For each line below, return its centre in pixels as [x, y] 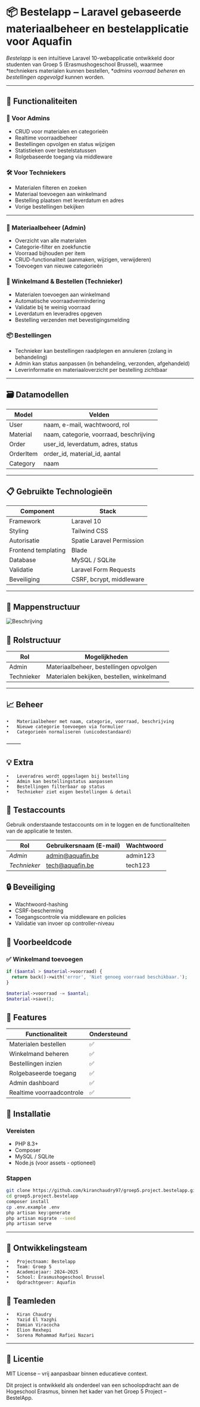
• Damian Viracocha [33, 1325]
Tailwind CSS [90, 531]
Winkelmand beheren [39, 1054]
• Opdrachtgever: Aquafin [41, 1282]
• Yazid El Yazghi [32, 1319]
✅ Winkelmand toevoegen [45, 959]
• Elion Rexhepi [29, 1330]
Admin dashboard [34, 1083]
